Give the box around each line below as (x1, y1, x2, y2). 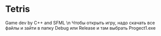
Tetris (5, 3, 30, 15)
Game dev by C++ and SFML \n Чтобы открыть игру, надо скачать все (5, 20, 155, 26)
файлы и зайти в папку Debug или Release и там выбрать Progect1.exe (5, 25, 156, 31)
